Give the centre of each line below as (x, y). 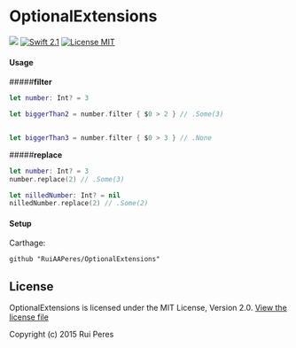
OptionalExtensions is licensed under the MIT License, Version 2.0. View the (148, 308)
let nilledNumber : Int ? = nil (65, 195)
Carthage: (27, 243)
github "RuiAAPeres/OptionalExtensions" (85, 259)
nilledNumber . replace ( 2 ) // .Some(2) (79, 204)
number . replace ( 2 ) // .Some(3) (67, 179)
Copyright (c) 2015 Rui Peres (62, 335)
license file (29, 317)
